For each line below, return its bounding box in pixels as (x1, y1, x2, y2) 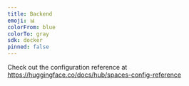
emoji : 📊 (7, 17, 36, 24)
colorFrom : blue (7, 23, 56, 31)
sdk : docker (7, 37, 43, 44)
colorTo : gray (7, 30, 50, 38)
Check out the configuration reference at (7, 63, 128, 71)
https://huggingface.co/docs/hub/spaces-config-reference (7, 70, 182, 79)
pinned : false (7, 43, 50, 50)
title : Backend (7, 10, 53, 18)
